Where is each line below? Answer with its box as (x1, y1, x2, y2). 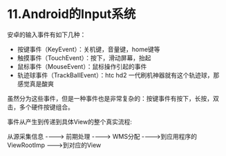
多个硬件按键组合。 (19, 103, 74, 111)
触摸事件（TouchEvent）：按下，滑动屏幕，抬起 (17, 53, 151, 62)
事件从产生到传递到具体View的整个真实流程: (7, 117, 133, 126)
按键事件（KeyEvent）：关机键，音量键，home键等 (17, 45, 160, 53)
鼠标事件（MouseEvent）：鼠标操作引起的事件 (17, 62, 147, 70)
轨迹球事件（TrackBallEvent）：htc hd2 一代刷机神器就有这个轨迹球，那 (17, 70, 220, 79)
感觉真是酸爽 (17, 79, 54, 88)
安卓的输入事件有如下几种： (7, 30, 86, 39)
